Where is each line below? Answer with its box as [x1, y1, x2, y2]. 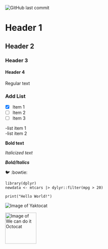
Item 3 [12, 115, 26, 122]
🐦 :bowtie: [5, 169, 28, 175]
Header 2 [5, 42, 35, 50]
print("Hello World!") [5, 194, 52, 199]
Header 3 [5, 57, 28, 64]
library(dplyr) [5, 181, 37, 186]
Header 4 [5, 69, 25, 75]
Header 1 [5, 22, 42, 33]
